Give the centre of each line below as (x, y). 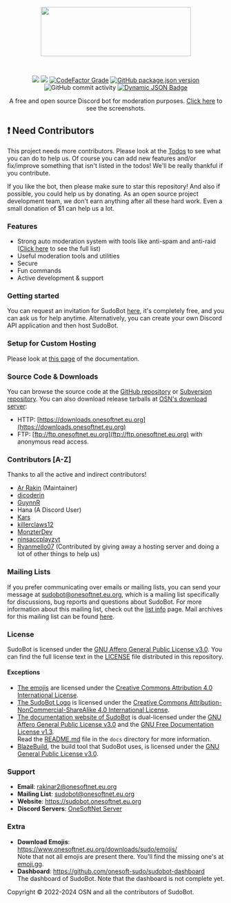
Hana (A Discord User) (49, 510)
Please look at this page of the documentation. (73, 359)
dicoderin (31, 495)
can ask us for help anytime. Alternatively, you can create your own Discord (114, 319)
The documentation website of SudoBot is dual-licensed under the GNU (119, 717)
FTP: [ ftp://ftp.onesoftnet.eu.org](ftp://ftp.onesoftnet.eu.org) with (110, 434)
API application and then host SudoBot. (63, 325)
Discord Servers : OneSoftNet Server (69, 809)
